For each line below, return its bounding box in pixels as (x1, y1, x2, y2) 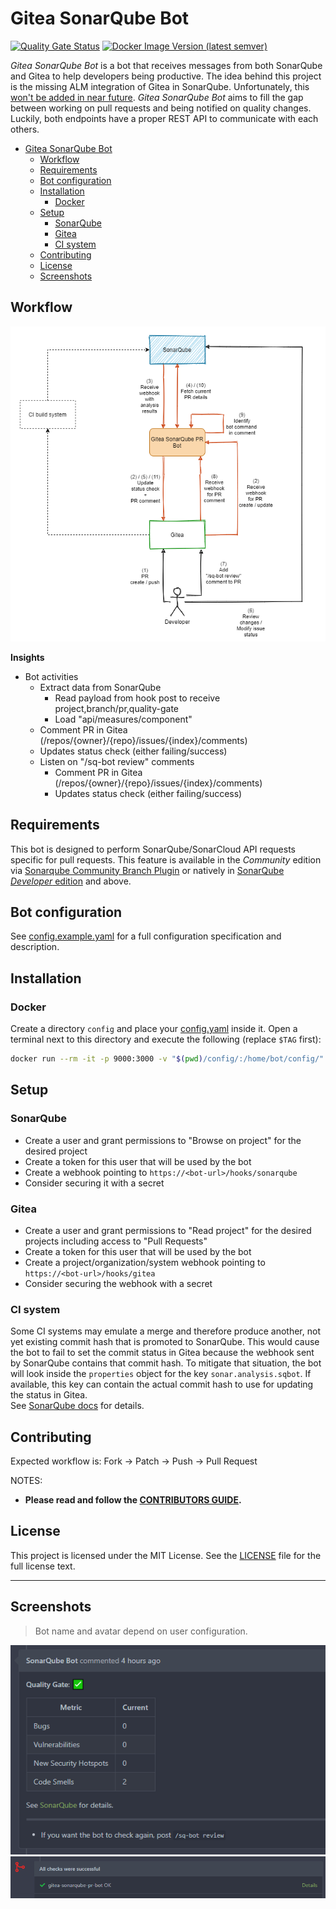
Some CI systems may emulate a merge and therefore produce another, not (10, 1325, 321, 1337)
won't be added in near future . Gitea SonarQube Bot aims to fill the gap (10, 91, 304, 103)
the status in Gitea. (10, 1389, 88, 1401)
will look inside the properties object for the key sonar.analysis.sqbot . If (10, 1368, 312, 1380)
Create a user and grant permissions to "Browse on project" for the (24, 1134, 302, 1146)
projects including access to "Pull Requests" (24, 1235, 208, 1247)
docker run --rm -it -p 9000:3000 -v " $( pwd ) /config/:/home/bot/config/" (10, 1054, 325, 1064)
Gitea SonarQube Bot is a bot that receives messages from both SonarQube (10, 59, 323, 71)
